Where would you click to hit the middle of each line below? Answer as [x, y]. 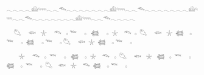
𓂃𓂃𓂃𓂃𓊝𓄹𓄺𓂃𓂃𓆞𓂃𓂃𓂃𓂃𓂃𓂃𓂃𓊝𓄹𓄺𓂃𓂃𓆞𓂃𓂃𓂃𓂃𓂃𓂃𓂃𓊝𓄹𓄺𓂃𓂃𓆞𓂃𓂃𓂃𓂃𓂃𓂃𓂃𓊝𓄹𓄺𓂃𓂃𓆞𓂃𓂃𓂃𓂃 [102, 9]
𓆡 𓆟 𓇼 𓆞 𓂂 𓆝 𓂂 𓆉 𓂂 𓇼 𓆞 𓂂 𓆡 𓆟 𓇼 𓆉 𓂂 [103, 32]
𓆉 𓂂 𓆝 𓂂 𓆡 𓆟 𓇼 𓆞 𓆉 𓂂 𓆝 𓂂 [67, 65]
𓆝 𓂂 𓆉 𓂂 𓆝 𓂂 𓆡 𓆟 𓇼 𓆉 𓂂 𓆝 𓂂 [69, 41]
